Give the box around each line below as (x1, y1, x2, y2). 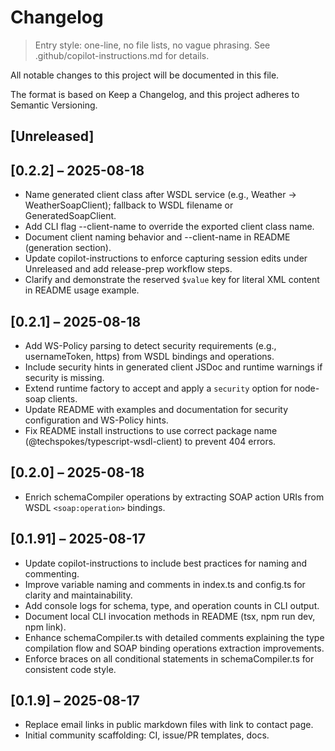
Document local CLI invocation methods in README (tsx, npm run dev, (24, 610, 316, 622)
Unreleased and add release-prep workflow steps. (24, 263, 233, 275)
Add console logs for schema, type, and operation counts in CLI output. (24, 599, 320, 611)
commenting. (24, 567, 80, 580)
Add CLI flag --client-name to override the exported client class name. (24, 221, 315, 233)
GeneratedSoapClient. (24, 210, 117, 222)
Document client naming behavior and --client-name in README (24, 231, 291, 243)
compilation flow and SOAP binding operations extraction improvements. (24, 642, 325, 654)
